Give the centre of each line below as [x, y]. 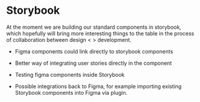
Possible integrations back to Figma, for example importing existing [98, 86]
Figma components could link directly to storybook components [94, 51]
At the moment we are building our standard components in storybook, [94, 27]
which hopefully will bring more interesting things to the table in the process [100, 33]
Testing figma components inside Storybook [70, 74]
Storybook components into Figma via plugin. [71, 92]
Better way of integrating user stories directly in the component [93, 63]
